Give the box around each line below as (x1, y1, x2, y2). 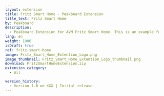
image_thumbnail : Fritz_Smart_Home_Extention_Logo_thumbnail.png (5, 57, 141, 62)
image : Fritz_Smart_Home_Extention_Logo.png (5, 52, 97, 57)
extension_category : (5, 66, 47, 71)
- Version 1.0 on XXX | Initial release (9, 83, 93, 88)
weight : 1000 (5, 39, 32, 44)
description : (5, 25, 32, 30)
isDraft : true (5, 43, 34, 48)
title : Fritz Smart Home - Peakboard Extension (5, 12, 104, 16)
